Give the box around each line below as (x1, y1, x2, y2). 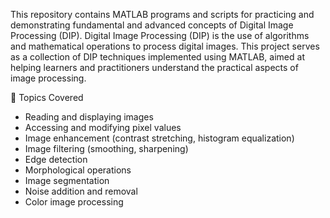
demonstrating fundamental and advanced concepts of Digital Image (10, 19, 294, 31)
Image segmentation (24, 175, 110, 186)
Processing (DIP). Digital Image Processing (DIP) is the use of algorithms (10, 30, 310, 41)
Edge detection (24, 154, 88, 165)
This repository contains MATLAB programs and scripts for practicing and (10, 9, 315, 20)
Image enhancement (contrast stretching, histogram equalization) (24, 132, 295, 144)
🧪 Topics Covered (10, 92, 84, 103)
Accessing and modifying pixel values (24, 122, 182, 133)
